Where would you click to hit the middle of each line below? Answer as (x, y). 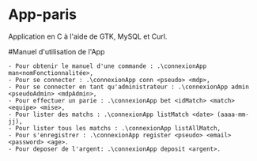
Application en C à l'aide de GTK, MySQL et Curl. (88, 36)
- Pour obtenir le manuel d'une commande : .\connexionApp (108, 66)
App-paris (43, 15)
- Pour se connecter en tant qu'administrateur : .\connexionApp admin (128, 87)
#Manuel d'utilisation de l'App (57, 51)
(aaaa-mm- (233, 114)
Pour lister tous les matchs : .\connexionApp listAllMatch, (118, 128)
